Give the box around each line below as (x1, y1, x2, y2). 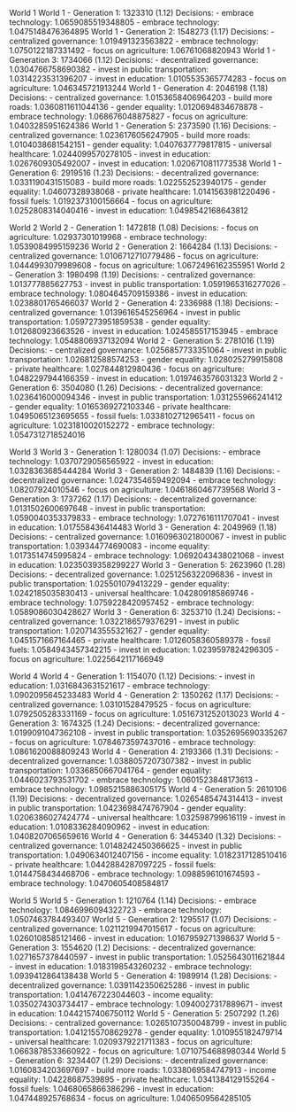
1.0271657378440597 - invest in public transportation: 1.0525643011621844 (9, 952, 285, 962)
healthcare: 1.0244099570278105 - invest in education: (9, 149, 211, 159)
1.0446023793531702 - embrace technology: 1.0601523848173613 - (9, 774, 259, 785)
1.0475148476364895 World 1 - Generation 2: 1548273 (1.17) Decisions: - (9, 27, 275, 36)
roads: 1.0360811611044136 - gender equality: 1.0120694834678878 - (9, 102, 263, 112)
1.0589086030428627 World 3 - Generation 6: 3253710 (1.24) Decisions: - (9, 607, 281, 617)
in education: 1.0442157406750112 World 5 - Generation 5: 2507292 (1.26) (9, 1008, 280, 1018)
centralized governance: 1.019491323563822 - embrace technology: (9, 35, 259, 46)
